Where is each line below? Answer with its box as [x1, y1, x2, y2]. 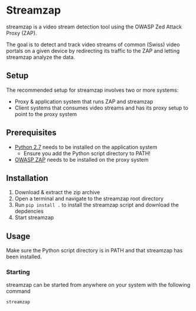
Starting [6, 268, 31, 276]
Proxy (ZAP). [6, 29, 37, 36]
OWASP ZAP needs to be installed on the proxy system [14, 156, 149, 163]
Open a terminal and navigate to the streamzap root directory [14, 195, 164, 202]
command [6, 288, 31, 295]
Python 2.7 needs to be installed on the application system [14, 143, 158, 150]
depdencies [14, 208, 44, 215]
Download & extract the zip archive [14, 189, 100, 196]
